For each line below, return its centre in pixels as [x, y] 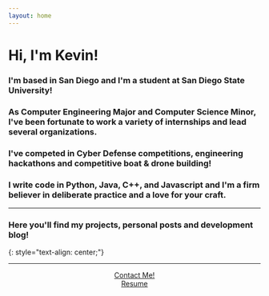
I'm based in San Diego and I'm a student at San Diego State [127, 80]
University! [30, 90]
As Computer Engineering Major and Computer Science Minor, [132, 111]
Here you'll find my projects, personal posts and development [131, 225]
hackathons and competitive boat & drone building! [110, 163]
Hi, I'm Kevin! [53, 55]
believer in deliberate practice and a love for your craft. [117, 194]
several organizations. [53, 131]
